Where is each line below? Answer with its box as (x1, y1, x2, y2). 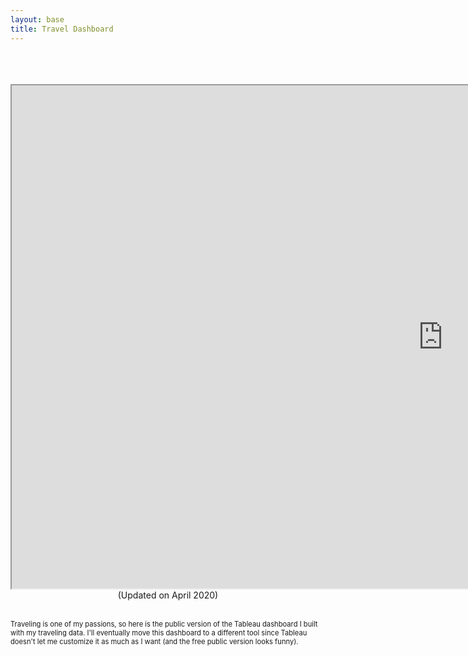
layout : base (10, 14, 65, 25)
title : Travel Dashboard (10, 24, 114, 34)
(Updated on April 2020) (117, 589, 219, 601)
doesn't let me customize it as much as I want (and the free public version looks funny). (10, 636, 299, 646)
